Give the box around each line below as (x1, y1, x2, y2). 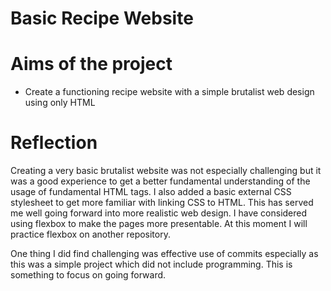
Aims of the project (10, 53, 173, 76)
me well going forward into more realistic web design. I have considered (10, 207, 308, 219)
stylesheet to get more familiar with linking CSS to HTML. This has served (10, 197, 314, 209)
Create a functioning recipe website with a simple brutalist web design (24, 86, 315, 98)
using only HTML (24, 97, 96, 109)
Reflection (10, 132, 98, 154)
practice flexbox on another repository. (10, 228, 171, 241)
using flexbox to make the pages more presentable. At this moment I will (10, 218, 308, 230)
